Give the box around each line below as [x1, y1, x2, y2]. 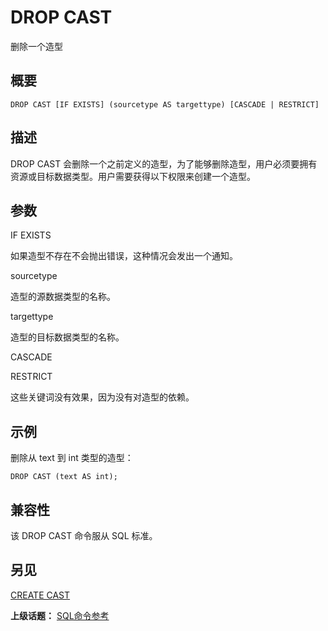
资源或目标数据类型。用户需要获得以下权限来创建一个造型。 [10, 170, 256, 182]
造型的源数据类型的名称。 [10, 291, 116, 303]
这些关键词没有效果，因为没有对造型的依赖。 [10, 391, 195, 403]
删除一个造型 [10, 40, 63, 52]
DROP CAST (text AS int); [10, 472, 118, 482]
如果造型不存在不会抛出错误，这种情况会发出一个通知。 [10, 250, 238, 262]
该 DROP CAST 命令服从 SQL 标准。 [10, 530, 158, 541]
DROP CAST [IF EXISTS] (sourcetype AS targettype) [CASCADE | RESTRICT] [10, 99, 320, 110]
